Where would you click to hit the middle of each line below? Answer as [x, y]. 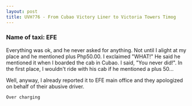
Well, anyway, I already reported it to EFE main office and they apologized [95, 80]
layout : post [22, 11]
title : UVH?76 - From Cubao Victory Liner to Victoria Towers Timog [91, 17]
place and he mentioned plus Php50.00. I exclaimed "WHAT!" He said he [93, 56]
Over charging [23, 97]
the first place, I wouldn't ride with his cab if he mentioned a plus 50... [90, 69]
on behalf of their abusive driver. [45, 86]
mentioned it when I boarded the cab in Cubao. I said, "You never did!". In [94, 63]
